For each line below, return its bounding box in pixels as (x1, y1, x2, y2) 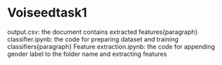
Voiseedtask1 (7, 5, 88, 21)
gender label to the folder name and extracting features (7, 50, 167, 58)
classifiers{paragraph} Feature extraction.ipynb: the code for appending (7, 42, 215, 50)
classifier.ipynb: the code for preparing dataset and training (7, 35, 179, 43)
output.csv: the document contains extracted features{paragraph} (7, 28, 198, 36)
